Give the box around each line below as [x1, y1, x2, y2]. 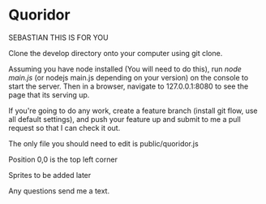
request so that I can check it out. [8, 123, 121, 132]
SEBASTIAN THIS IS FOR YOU [8, 33, 109, 42]
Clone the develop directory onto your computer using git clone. [8, 48, 223, 58]
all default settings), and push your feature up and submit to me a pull [8, 114, 241, 124]
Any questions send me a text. [8, 185, 110, 196]
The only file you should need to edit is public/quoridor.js [8, 138, 199, 148]
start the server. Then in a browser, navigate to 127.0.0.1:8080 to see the [8, 81, 249, 91]
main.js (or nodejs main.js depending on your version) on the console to [8, 72, 249, 82]
